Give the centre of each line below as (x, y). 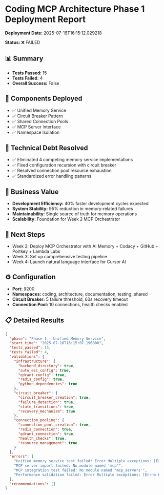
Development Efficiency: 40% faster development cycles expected (80, 204)
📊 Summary (24, 59)
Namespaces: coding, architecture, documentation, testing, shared (80, 294)
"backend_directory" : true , (47, 366)
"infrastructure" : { (35, 361)
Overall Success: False (36, 83)
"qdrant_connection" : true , (47, 434)
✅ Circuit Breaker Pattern (38, 116)
